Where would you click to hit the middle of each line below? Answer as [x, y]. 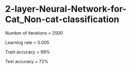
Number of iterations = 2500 [34, 33]
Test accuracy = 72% [27, 61]
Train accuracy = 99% [28, 52]
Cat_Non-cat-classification [62, 19]
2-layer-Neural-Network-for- [66, 9]
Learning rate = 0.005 [27, 42]
